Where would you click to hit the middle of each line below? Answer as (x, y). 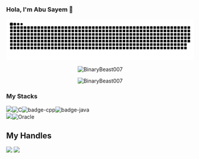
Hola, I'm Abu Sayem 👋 (40, 9)
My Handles (29, 136)
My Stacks (22, 96)
